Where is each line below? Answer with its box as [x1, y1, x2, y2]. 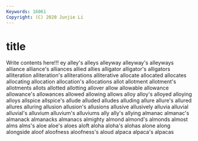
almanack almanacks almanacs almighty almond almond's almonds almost [6, 116, 188, 123]
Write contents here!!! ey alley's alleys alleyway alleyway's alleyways [6, 59, 174, 66]
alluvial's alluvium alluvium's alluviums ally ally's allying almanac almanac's [6, 110, 190, 117]
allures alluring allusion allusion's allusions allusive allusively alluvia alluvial [6, 103, 189, 110]
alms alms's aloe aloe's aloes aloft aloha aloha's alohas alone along [6, 122, 171, 129]
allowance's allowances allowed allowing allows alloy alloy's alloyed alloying [6, 91, 193, 98]
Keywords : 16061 [6, 8, 46, 15]
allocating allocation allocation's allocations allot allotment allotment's [6, 78, 177, 85]
